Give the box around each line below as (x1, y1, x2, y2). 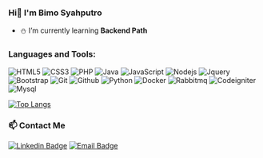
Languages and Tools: (8, 49, 96, 60)
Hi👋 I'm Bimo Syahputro (8, 7, 102, 18)
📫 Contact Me (8, 120, 66, 131)
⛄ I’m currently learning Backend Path (19, 26, 148, 35)
